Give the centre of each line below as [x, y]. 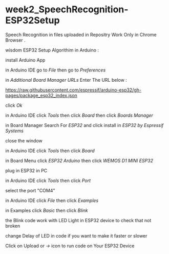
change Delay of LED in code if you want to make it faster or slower [76, 235]
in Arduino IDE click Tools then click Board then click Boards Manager [79, 115]
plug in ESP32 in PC [26, 170]
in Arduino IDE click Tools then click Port [48, 180]
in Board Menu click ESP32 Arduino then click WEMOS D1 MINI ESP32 [79, 160]
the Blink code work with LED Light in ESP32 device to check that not [78, 220]
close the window [24, 140]
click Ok [14, 105]
